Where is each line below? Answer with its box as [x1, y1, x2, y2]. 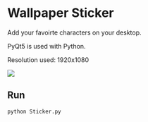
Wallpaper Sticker [7, 5, 114, 21]
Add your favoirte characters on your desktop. [7, 28, 142, 37]
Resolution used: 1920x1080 [7, 55, 90, 64]
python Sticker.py [7, 108, 61, 115]
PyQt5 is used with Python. [7, 42, 86, 50]
